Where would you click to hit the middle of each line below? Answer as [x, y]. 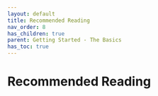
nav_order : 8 [27, 27]
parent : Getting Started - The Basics [64, 40]
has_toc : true [28, 47]
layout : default [31, 14]
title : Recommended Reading [49, 20]
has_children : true [36, 34]
